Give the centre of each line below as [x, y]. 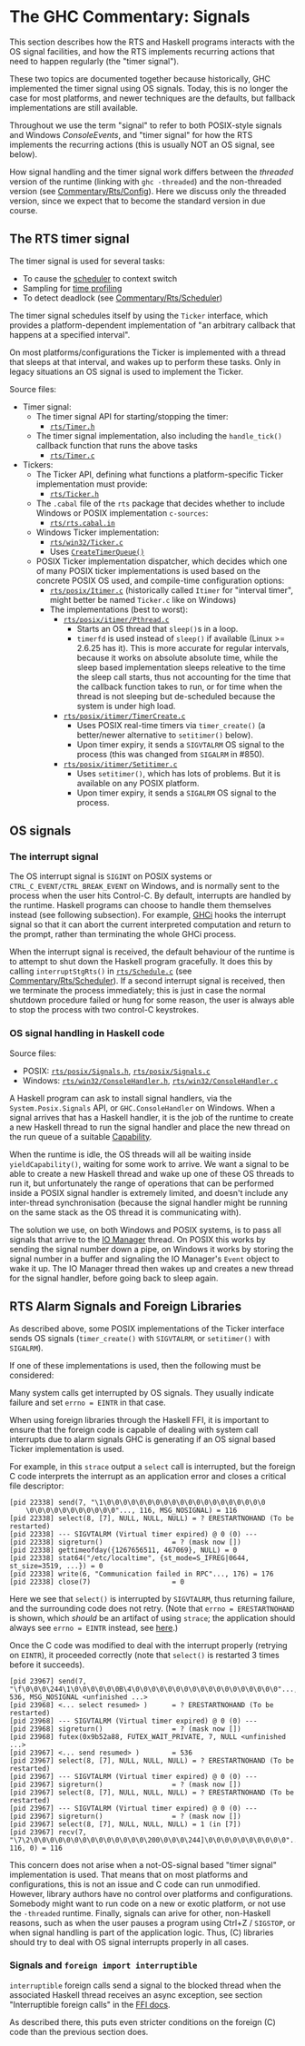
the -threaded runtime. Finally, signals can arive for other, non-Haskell [140, 1913]
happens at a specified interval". [70, 334]
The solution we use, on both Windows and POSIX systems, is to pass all [145, 1230]
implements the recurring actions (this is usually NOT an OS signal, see [142, 144]
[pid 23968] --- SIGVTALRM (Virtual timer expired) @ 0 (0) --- [133, 1721]
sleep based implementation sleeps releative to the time [181, 667]
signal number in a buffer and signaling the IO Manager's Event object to [144, 1259]
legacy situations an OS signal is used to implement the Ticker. [126, 371]
